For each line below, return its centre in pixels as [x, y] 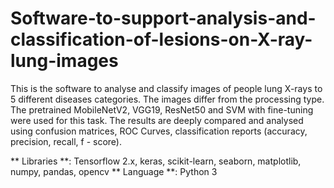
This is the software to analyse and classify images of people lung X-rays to [166, 88]
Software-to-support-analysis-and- [163, 18]
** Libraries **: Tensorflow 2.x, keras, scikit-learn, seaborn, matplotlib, [156, 161]
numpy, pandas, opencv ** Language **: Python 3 [114, 171]
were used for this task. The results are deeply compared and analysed [157, 120]
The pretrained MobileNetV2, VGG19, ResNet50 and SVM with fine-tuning [162, 109]
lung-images [64, 61]
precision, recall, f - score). [66, 141]
